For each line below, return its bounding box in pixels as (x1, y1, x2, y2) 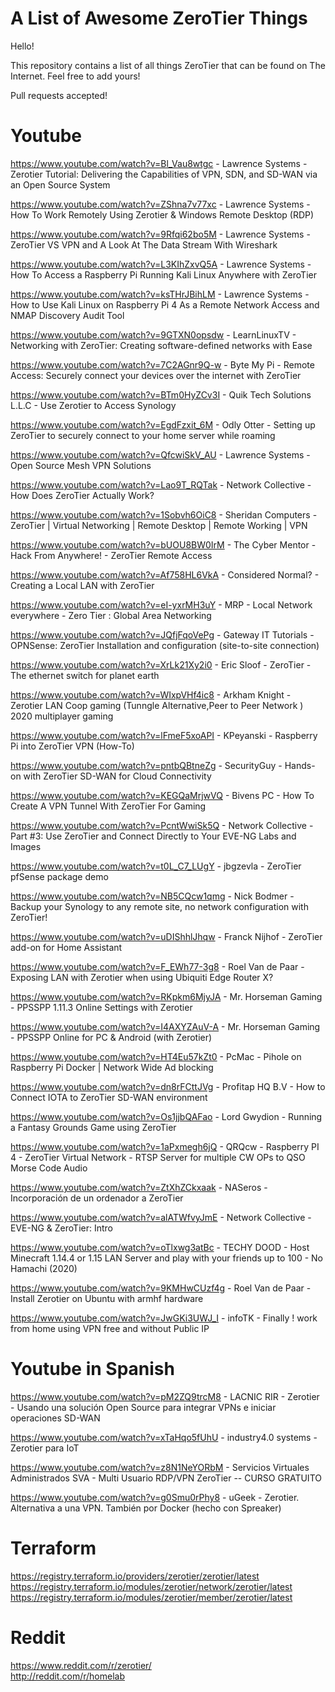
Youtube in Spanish (10, 1358, 175, 1381)
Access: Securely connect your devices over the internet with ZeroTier (10, 369, 302, 381)
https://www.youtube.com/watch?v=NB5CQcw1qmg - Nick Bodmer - (10, 890, 295, 902)
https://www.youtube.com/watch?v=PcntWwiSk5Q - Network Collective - (10, 819, 314, 831)
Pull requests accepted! (10, 89, 108, 101)
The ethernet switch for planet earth (10, 669, 160, 681)
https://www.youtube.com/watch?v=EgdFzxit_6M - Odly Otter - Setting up (10, 418, 316, 431)
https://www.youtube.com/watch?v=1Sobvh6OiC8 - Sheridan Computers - (10, 508, 318, 521)
